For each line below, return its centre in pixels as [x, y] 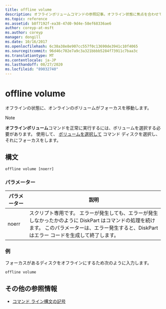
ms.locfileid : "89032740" [32, 69]
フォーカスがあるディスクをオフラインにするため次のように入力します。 [78, 263]
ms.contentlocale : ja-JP [31, 60]
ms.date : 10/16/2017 [26, 42]
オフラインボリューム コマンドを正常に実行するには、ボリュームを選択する [81, 128]
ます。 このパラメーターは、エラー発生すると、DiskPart [93, 228]
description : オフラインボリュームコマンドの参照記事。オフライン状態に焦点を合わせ [82, 14]
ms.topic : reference [26, 19]
